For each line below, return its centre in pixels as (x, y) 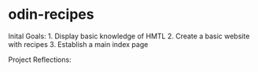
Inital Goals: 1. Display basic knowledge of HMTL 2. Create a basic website (129, 36)
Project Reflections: (40, 59)
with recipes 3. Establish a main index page (78, 44)
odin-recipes (51, 14)
